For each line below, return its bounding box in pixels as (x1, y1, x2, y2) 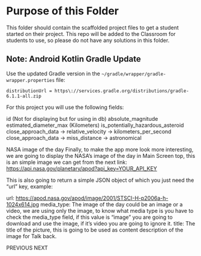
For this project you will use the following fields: (6, 103, 124, 111)
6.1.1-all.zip (6, 93, 42, 99)
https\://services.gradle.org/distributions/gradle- (54, 88, 189, 94)
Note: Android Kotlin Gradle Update (6, 54, 141, 64)
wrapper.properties (6, 77, 55, 83)
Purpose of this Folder (6, 4, 119, 18)
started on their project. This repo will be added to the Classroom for (6, 30, 176, 37)
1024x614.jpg (6, 200, 40, 208)
